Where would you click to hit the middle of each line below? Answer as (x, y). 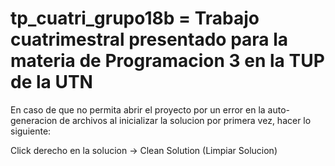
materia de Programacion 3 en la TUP (167, 61)
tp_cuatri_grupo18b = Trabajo (135, 18)
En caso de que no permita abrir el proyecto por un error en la (138, 109)
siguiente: (31, 131)
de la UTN (51, 82)
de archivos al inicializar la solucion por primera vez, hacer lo (185, 120)
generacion (34, 120)
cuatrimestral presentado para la (149, 39)
